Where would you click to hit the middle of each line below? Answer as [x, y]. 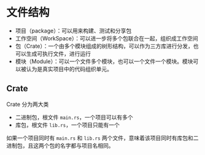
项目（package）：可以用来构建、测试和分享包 [73, 31]
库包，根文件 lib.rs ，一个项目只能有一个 [67, 125]
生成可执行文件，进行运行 [58, 53]
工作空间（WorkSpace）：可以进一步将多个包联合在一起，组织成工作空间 [106, 38]
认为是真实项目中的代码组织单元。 [69, 69]
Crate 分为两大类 [28, 104]
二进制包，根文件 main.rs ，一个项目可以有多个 [74, 117]
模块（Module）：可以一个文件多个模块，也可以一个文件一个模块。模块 [104, 61]
